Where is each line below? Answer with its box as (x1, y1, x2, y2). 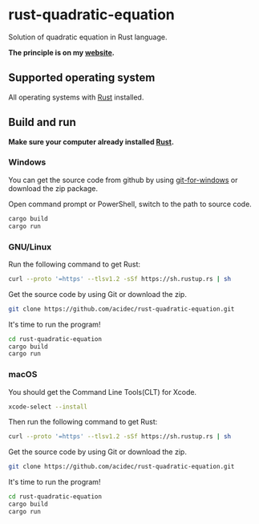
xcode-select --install (8, 403, 88, 411)
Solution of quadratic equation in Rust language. (8, 32, 168, 42)
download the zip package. (8, 183, 99, 193)
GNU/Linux (8, 241, 52, 252)
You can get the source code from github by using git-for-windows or (8, 175, 238, 185)
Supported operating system (8, 71, 156, 85)
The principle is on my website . (8, 47, 115, 57)
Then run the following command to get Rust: (8, 417, 158, 427)
